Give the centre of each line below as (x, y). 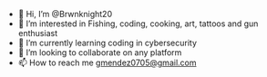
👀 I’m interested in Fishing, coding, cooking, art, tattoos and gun (138, 24)
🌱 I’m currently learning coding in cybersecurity (108, 43)
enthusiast (37, 33)
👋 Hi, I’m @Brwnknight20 (65, 14)
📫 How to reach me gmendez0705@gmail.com (107, 63)
